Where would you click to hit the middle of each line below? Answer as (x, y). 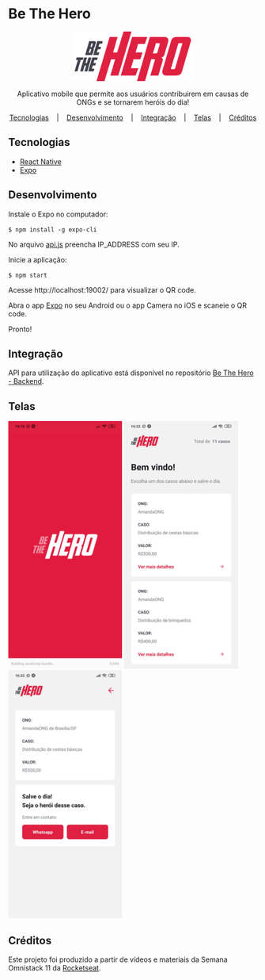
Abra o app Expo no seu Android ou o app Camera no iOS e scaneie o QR (128, 305)
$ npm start (28, 275)
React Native (40, 161)
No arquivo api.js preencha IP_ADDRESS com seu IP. (94, 244)
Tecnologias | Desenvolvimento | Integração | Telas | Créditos (133, 117)
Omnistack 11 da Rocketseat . (55, 968)
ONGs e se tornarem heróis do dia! (133, 102)
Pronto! (20, 329)
